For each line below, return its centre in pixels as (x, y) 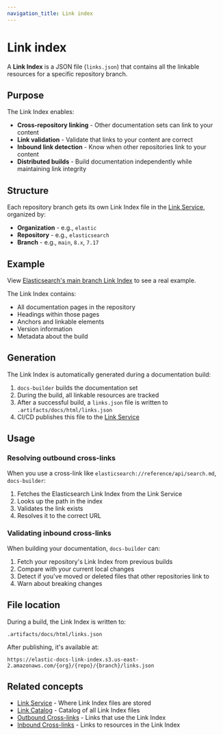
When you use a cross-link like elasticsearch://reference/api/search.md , (112, 473)
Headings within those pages (58, 314)
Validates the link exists (50, 508)
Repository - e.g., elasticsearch (63, 235)
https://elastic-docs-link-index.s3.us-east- (73, 659)
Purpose (26, 95)
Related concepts (45, 687)
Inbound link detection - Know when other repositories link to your (112, 147)
